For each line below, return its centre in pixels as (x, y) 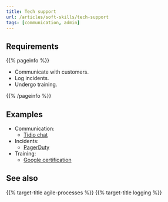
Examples (24, 115)
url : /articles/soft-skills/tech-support (58, 17)
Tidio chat (36, 135)
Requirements (32, 46)
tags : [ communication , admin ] (43, 22)
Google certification (47, 160)
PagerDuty (36, 147)
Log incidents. (32, 78)
